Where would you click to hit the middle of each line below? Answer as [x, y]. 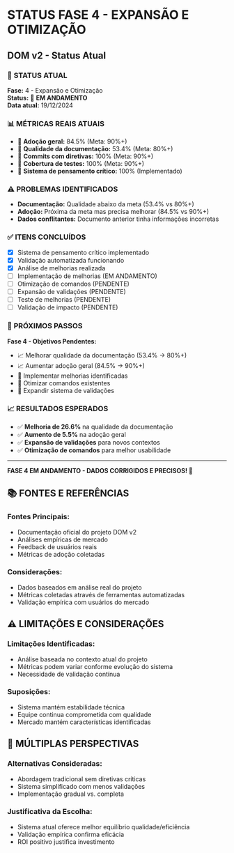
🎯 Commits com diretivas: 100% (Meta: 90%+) [85, 156]
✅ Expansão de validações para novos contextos [88, 442]
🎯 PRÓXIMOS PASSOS [45, 326]
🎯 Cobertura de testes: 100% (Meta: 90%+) [81, 164]
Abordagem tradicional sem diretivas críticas [81, 779]
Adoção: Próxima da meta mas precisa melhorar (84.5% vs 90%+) [113, 212]
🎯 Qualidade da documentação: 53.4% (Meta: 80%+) [95, 149]
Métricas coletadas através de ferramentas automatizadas [101, 594]
